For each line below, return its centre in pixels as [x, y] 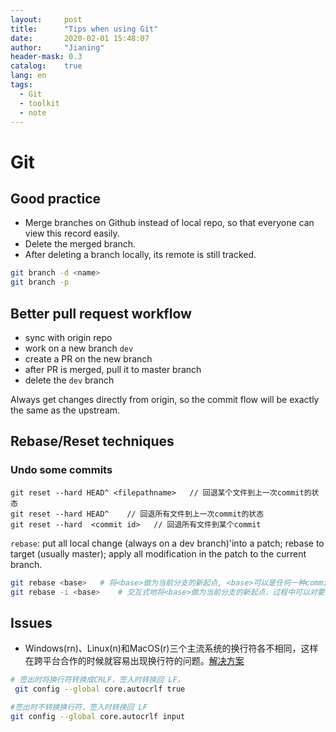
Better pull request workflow [101, 313]
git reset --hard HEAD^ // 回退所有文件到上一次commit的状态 [137, 514]
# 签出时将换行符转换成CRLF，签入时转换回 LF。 [97, 680]
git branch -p [40, 282]
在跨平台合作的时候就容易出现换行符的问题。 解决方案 [134, 661]
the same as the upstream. [65, 410]
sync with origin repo [68, 337]
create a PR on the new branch [88, 358]
